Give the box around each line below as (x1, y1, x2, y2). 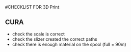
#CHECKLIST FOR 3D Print (5, 4, 60, 10)
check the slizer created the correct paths (12, 36, 97, 42)
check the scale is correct (12, 31, 65, 37)
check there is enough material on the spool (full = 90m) (12, 41, 127, 47)
